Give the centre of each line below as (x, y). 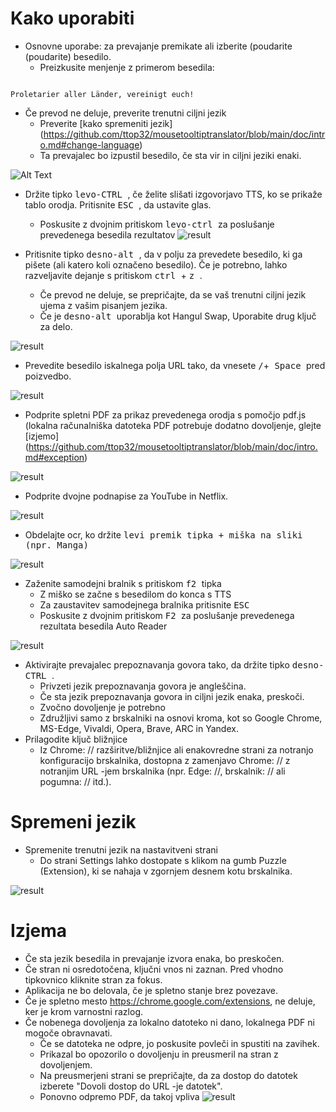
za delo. (56, 326)
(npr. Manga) (56, 545)
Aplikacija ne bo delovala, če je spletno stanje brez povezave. (151, 990)
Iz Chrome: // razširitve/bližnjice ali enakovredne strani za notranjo (176, 749)
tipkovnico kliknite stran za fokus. (93, 979)
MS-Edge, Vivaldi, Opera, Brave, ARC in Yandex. (139, 728)
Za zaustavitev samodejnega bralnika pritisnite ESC (144, 604)
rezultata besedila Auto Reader (103, 626)
